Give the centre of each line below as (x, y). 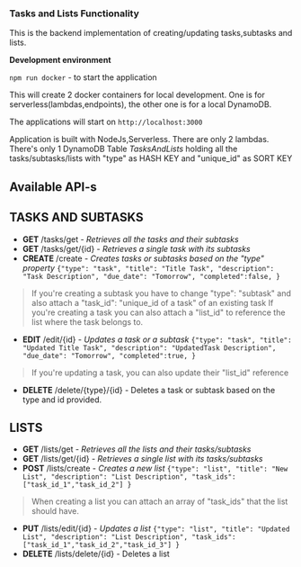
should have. (55, 511)
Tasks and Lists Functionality (74, 13)
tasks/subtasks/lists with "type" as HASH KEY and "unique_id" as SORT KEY (151, 158)
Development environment (60, 60)
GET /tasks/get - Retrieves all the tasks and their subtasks (131, 239)
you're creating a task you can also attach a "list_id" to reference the (158, 312)
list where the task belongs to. (87, 321)
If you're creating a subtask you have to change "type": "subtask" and (161, 293)
